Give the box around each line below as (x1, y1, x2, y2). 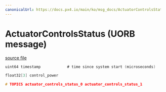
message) (5, 39, 47, 49)
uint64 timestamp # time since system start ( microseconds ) (5, 64, 156, 69)
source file (5, 55, 27, 61)
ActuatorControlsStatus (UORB (5, 28, 135, 39)
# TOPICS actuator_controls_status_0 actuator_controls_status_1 (5, 82, 142, 87)
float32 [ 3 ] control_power (5, 73, 58, 78)
